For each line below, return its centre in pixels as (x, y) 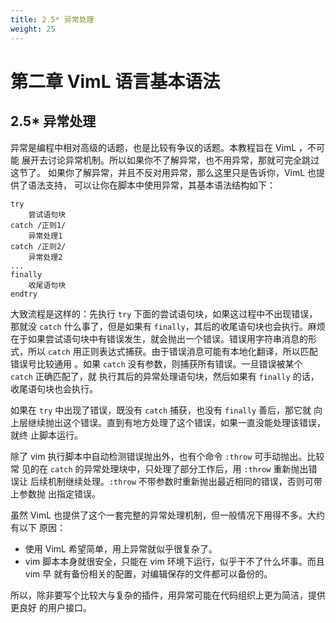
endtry (24, 294)
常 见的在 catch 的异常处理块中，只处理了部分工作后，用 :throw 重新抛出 (159, 468)
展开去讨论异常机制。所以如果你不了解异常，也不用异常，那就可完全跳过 (170, 160)
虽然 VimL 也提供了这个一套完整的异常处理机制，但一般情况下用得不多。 (159, 515)
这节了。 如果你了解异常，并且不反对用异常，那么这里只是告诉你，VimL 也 (163, 172)
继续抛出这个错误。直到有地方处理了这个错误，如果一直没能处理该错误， (176, 422)
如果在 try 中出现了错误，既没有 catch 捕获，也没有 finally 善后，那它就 (161, 410)
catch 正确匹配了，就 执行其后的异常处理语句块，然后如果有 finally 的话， (165, 376)
